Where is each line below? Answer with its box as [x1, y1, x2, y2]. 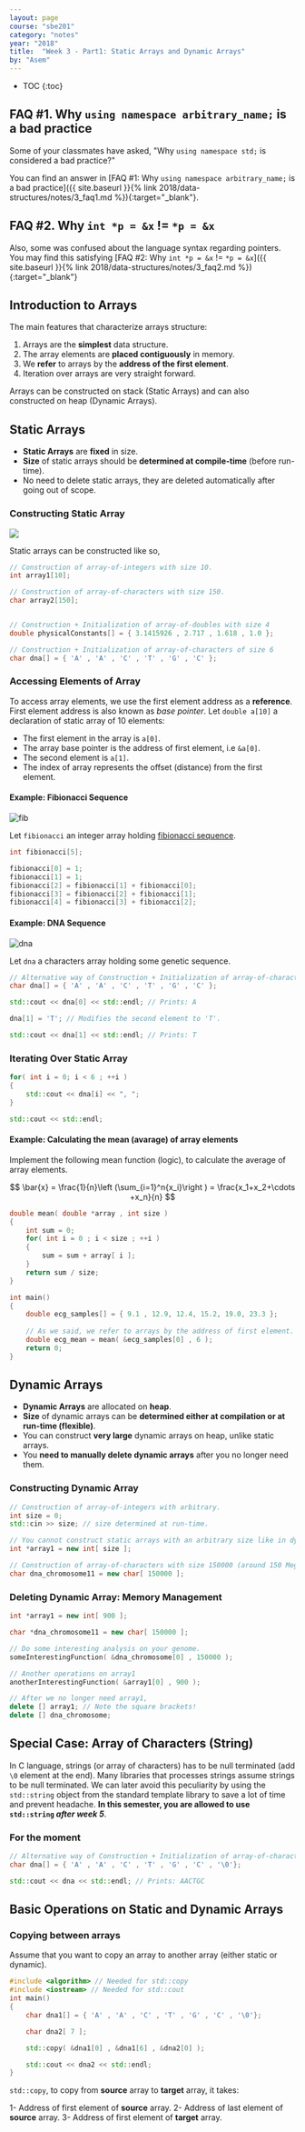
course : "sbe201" [9, 22, 75, 31]
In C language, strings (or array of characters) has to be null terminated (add [9, 1760, 296, 1771]
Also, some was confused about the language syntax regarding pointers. [9, 242, 281, 253]
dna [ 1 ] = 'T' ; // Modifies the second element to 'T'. [9, 1015, 221, 1024]
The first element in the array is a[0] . [22, 733, 161, 744]
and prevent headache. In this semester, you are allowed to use [9, 1798, 251, 1809]
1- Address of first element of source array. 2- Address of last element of [9, 2102, 283, 2114]
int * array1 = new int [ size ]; [9, 1545, 132, 1554]
